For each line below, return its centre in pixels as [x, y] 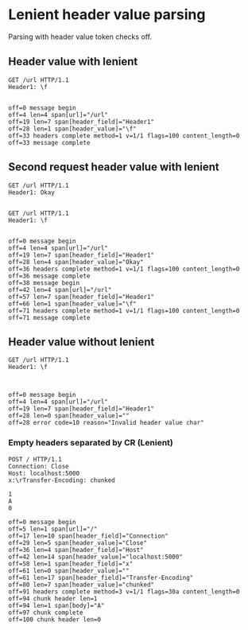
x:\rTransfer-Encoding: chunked [62, 480]
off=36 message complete [49, 276]
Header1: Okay [32, 192]
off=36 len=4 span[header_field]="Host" [76, 550]
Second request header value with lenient [114, 167]
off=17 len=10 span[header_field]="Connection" [89, 536]
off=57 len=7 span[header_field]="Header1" [81, 297]
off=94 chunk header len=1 [53, 598]
